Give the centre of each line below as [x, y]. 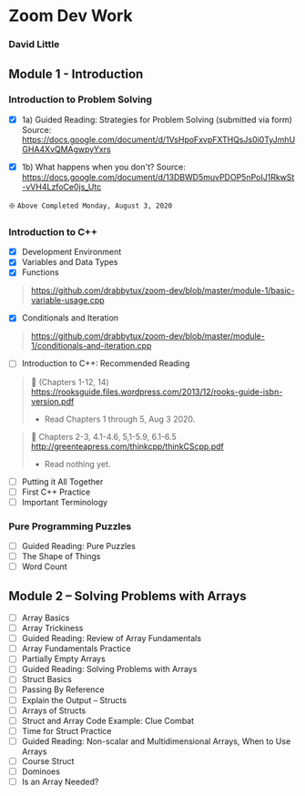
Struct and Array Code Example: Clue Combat [108, 720]
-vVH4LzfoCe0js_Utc [61, 187]
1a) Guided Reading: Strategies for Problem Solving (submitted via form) [157, 119]
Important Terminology [65, 502]
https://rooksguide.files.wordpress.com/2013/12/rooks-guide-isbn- [157, 392]
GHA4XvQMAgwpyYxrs [66, 149]
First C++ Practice [56, 492]
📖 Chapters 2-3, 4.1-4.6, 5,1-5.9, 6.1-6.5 [103, 436]
